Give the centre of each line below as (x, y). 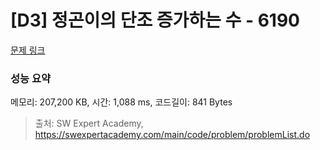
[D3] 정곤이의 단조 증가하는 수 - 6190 (155, 20)
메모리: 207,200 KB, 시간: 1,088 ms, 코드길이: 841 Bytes (121, 102)
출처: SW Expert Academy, (89, 123)
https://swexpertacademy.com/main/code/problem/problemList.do (172, 135)
